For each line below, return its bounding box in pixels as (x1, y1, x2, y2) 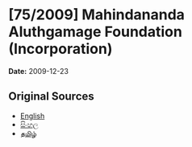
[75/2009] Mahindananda (8, 6, 186, 24)
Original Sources (8, 90, 94, 104)
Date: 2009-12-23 (8, 66, 69, 76)
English (19, 111, 45, 120)
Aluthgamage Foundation (8, 22, 183, 41)
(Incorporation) (8, 40, 113, 58)
